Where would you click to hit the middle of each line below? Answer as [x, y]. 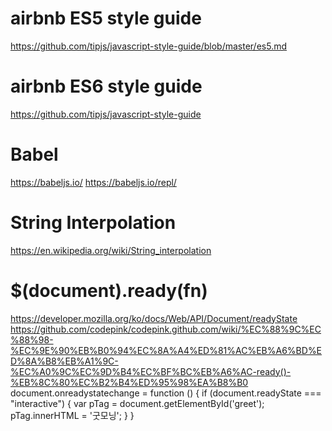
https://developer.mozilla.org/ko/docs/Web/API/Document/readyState [154, 318]
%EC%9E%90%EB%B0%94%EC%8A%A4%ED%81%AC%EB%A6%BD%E [166, 350]
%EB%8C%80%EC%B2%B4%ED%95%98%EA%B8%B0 [129, 382]
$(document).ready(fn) [109, 290]
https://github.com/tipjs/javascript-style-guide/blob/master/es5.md [149, 46]
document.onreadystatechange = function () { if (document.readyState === [166, 393]
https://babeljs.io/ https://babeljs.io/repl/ [93, 182]
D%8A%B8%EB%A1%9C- [64, 361]
